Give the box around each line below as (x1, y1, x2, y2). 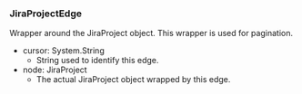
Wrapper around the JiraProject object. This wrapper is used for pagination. (9, 28, 294, 39)
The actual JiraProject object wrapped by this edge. (35, 74, 231, 85)
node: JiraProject (22, 64, 88, 75)
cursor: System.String (22, 45, 105, 56)
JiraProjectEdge (9, 7, 82, 20)
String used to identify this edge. (35, 55, 159, 66)
